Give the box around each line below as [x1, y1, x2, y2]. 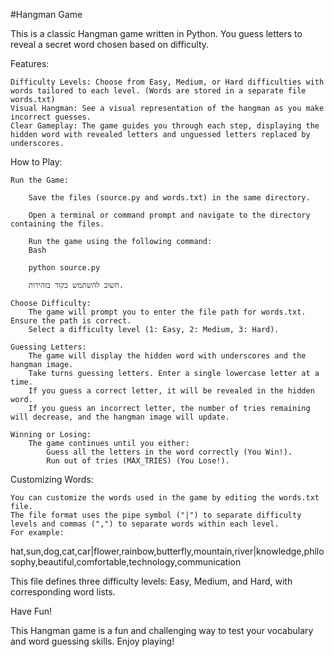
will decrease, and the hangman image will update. [10, 412, 230, 422]
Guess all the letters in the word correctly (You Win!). [46, 447, 293, 457]
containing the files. [10, 219, 105, 229]
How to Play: [10, 156, 63, 168]
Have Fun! [10, 605, 53, 617]
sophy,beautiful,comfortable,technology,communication [10, 556, 242, 568]
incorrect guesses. [10, 112, 92, 122]
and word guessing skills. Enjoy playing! [10, 635, 175, 647]
